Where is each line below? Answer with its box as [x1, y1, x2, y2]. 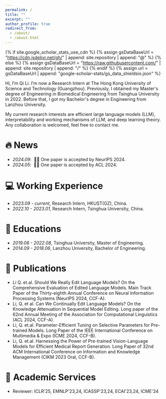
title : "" [5, 12, 26, 17]
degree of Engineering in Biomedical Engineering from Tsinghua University [5, 91, 159, 97]
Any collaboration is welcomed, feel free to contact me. [5, 121, 119, 128]
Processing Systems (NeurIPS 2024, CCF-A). [12, 295, 106, 301]
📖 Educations [5, 223, 62, 234]
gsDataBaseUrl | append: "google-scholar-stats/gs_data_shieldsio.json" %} [5, 70, 161, 76]
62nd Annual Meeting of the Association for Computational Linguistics [12, 311, 158, 317]
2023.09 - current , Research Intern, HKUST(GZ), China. [12, 200, 128, 206]
